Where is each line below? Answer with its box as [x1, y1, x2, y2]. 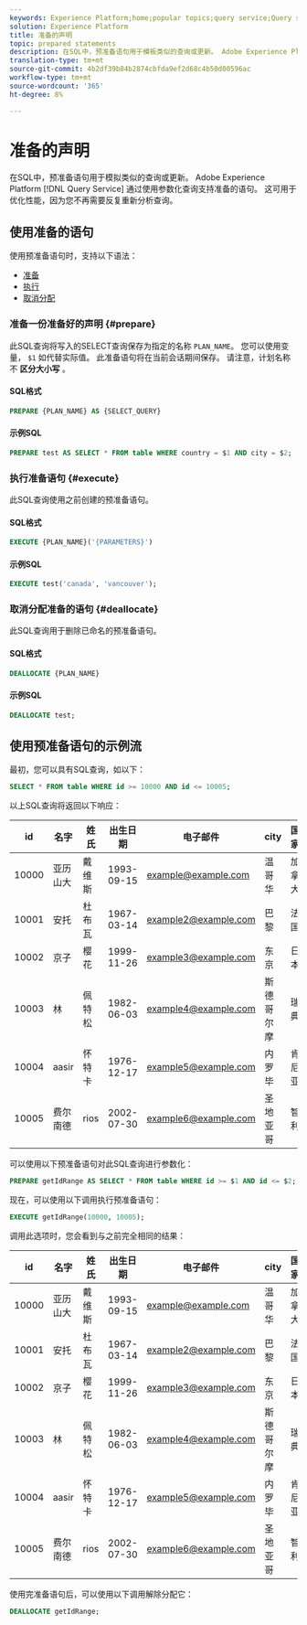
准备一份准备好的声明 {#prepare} [9, 317, 156, 330]
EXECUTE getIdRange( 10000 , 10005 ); [9, 1213, 145, 1222]
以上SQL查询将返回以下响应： [9, 800, 122, 811]
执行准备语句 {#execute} [9, 472, 120, 485]
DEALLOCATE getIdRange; [9, 1607, 101, 1617]
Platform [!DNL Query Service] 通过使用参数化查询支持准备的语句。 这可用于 [9, 184, 297, 195]
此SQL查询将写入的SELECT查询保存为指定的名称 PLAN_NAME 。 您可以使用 [9, 340, 281, 351]
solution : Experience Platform [9, 22, 129, 31]
